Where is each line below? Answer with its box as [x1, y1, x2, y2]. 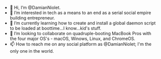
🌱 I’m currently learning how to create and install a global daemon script [9, 20, 156, 26]
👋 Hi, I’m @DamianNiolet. [9, 5, 61, 10]
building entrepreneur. [9, 15, 55, 20]
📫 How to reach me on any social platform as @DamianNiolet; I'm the [9, 41, 152, 47]
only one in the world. [9, 48, 54, 54]
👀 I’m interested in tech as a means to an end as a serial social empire [9, 10, 151, 16]
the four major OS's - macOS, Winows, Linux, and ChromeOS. [9, 36, 135, 41]
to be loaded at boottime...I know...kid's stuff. [9, 25, 101, 31]
